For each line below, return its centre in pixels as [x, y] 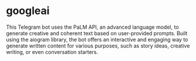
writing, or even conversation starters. [52, 52]
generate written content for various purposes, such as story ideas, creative [98, 46]
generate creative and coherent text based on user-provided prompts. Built [97, 33]
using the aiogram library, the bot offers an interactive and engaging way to [97, 39]
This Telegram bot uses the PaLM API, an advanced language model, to [92, 27]
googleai [28, 11]
